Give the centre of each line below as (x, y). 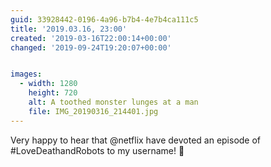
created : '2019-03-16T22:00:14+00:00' (91, 38)
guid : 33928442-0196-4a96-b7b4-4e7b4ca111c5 (104, 19)
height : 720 (53, 93)
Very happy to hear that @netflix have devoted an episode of (136, 140)
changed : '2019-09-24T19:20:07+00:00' (91, 47)
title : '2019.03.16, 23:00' (69, 29)
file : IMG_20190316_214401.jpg (93, 111)
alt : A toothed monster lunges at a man (113, 102)
